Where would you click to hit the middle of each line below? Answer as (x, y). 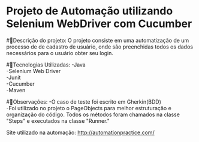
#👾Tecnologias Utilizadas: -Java (46, 65)
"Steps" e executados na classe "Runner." (58, 120)
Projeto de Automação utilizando (90, 11)
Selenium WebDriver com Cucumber (99, 24)
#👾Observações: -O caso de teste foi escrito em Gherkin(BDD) (84, 102)
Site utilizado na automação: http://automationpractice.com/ (80, 132)
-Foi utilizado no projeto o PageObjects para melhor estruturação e (89, 108)
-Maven (16, 90)
